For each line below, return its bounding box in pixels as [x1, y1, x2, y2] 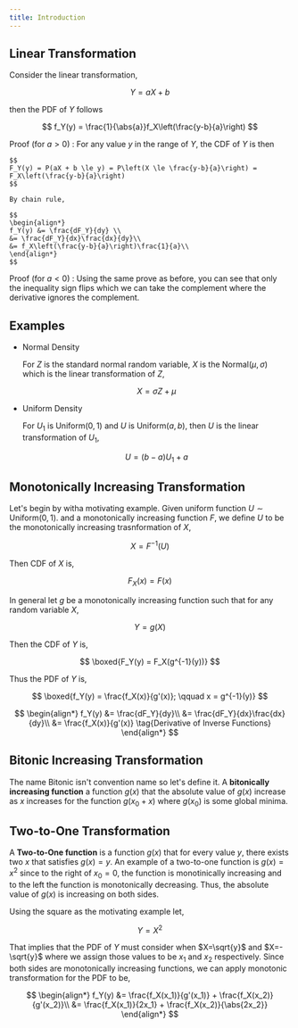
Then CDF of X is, [9, 559, 75, 569]
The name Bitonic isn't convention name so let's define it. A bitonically [9, 776, 270, 787]
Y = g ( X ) [133, 621, 167, 632]
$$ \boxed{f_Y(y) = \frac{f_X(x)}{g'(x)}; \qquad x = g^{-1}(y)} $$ [31, 691, 269, 701]
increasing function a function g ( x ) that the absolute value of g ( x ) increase [9, 786, 286, 797]
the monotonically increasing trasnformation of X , [9, 522, 192, 533]
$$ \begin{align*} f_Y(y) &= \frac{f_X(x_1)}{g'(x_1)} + [26, 990, 218, 1000]
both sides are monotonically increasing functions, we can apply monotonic [9, 963, 287, 974]
